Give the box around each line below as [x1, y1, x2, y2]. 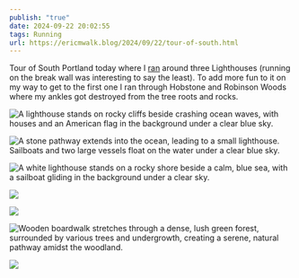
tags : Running [9, 30, 63, 39]
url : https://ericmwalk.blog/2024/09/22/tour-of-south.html [9, 38, 240, 48]
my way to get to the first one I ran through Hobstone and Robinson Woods [9, 82, 287, 92]
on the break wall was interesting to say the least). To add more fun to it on [9, 73, 286, 83]
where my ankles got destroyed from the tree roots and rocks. [9, 91, 239, 102]
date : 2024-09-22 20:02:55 [9, 22, 110, 30]
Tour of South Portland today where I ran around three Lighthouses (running [9, 63, 291, 74]
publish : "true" [9, 13, 70, 22]
